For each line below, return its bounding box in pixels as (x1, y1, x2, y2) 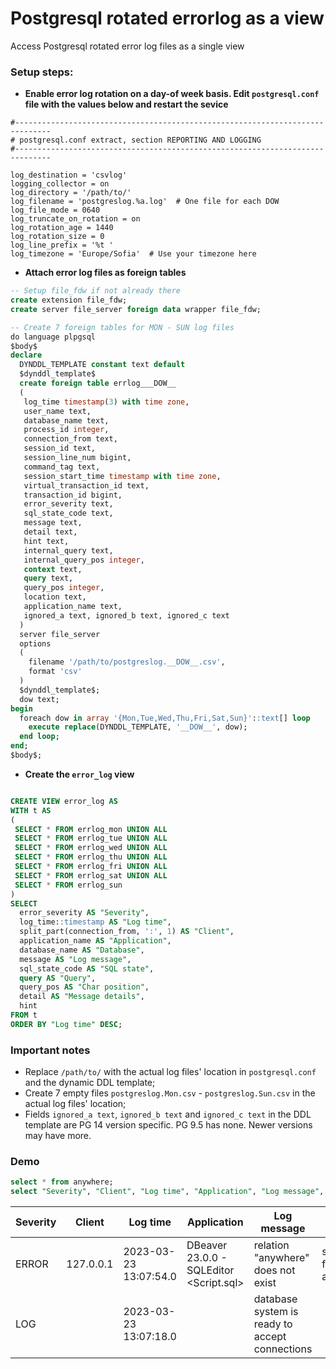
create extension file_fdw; (10, 295, 128, 306)
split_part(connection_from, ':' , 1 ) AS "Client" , (19, 927, 235, 937)
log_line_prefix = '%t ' (10, 240, 114, 251)
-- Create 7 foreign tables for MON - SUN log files (10, 322, 235, 332)
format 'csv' (28, 667, 83, 677)
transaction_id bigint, (23, 490, 123, 500)
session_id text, (23, 443, 97, 454)
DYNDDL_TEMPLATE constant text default (19, 360, 186, 370)
